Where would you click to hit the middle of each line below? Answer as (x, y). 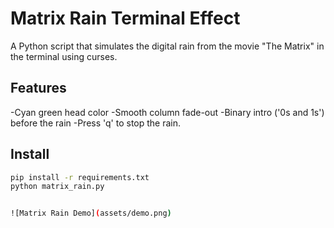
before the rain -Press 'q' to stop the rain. (96, 123)
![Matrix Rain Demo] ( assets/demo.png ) (91, 213)
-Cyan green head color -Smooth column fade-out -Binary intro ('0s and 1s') (167, 112)
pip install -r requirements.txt (80, 177)
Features (38, 88)
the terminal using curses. (64, 56)
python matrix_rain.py (57, 187)
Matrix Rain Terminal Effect (125, 18)
